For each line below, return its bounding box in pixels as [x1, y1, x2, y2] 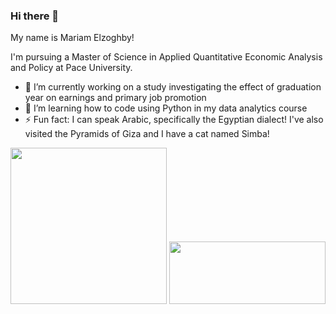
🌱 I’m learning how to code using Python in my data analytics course [24, 102, 308, 114]
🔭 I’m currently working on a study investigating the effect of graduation [24, 81, 322, 93]
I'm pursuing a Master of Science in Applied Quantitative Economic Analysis [10, 51, 323, 63]
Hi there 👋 [10, 9, 60, 23]
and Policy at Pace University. [10, 62, 133, 74]
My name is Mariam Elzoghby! [10, 32, 135, 44]
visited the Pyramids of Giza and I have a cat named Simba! [24, 128, 270, 140]
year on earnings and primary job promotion [24, 92, 207, 104]
